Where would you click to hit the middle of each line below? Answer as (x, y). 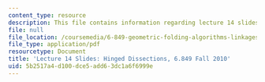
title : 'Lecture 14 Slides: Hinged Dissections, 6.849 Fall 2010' (119, 59)
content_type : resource (47, 15)
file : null (26, 30)
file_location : (33, 37)
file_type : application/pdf (54, 45)
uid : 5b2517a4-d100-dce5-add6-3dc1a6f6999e (81, 66)
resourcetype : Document (47, 52)
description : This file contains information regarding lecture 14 (121, 23)
